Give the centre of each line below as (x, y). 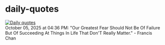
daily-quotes (32, 9)
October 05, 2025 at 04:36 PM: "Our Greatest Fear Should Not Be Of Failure (82, 27)
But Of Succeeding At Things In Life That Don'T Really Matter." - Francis (79, 33)
